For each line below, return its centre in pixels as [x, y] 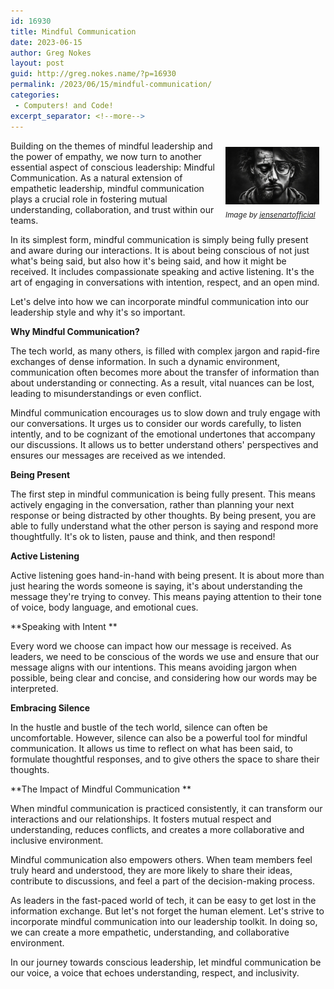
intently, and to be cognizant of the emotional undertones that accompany [163, 434]
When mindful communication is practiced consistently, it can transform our [166, 808]
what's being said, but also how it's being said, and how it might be [148, 261]
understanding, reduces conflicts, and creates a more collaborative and [157, 829]
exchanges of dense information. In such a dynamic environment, [145, 361]
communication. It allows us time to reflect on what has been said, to [151, 748]
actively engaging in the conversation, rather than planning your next [152, 504]
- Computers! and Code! [64, 105]
